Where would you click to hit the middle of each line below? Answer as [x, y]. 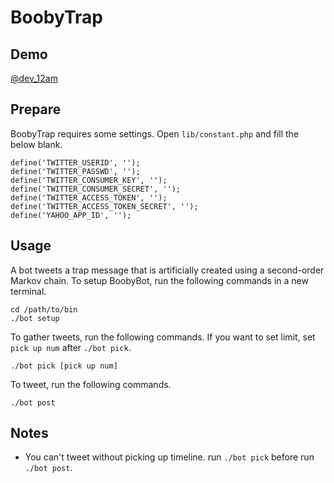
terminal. [28, 291]
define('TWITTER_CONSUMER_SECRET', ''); [96, 189]
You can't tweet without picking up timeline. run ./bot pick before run [169, 457]
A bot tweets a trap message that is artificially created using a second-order [167, 270]
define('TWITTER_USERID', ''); [75, 162]
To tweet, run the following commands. [91, 384]
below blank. [36, 144]
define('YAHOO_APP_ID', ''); [71, 215]
